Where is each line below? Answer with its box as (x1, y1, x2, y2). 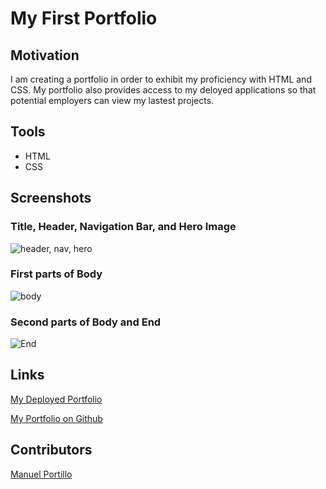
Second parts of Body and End (10, 315, 162, 329)
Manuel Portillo (10, 468, 73, 480)
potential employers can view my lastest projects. (10, 95, 215, 106)
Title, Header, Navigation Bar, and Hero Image (10, 220, 237, 234)
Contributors (10, 442, 93, 459)
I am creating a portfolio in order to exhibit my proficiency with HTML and (10, 73, 312, 85)
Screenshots (10, 190, 92, 207)
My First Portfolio (10, 7, 158, 30)
